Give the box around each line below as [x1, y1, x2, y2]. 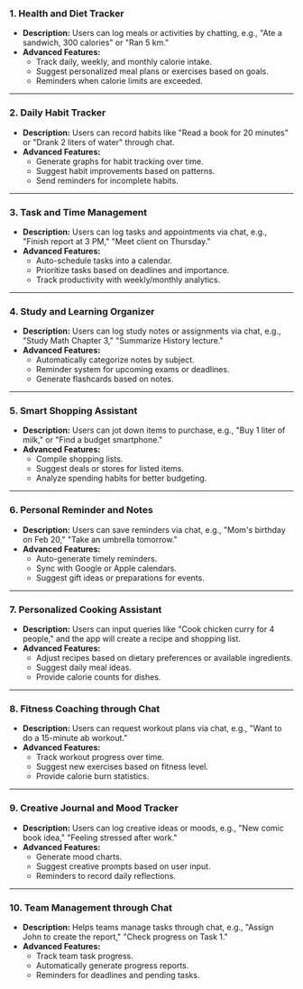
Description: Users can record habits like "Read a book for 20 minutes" [22, 127, 289, 138]
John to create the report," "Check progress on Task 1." [22, 931, 228, 942]
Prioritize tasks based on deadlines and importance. [35, 264, 230, 275]
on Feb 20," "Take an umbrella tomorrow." [22, 534, 178, 545]
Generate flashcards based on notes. [35, 373, 174, 385]
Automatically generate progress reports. [35, 959, 189, 971]
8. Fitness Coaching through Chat [9, 702, 161, 715]
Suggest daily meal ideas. [35, 662, 133, 673]
